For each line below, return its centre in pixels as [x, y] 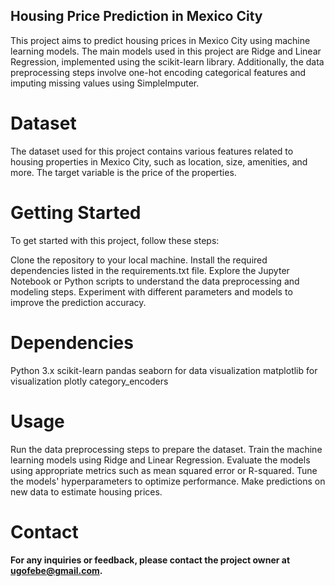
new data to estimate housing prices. [86, 491]
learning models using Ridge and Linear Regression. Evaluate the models [160, 460]
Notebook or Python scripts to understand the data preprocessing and [155, 281]
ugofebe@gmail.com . [56, 570]
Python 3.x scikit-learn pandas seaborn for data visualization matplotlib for [164, 370]
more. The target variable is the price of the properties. [123, 172]
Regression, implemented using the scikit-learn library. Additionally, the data [167, 61]
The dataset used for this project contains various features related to [152, 151]
